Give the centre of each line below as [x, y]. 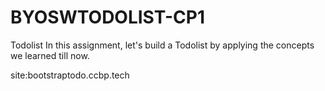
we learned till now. [50, 55]
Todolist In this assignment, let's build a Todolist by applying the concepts [162, 45]
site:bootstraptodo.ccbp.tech [70, 75]
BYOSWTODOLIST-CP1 [107, 17]
